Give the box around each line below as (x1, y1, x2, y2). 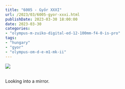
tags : (5, 36, 17, 41)
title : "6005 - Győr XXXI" (5, 7, 62, 13)
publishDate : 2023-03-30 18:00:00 (5, 17, 78, 22)
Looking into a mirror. (5, 78, 49, 84)
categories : (5, 26, 30, 31)
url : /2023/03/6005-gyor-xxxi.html (5, 12, 80, 17)
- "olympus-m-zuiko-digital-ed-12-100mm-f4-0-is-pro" (5, 31, 121, 36)
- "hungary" (5, 40, 30, 45)
